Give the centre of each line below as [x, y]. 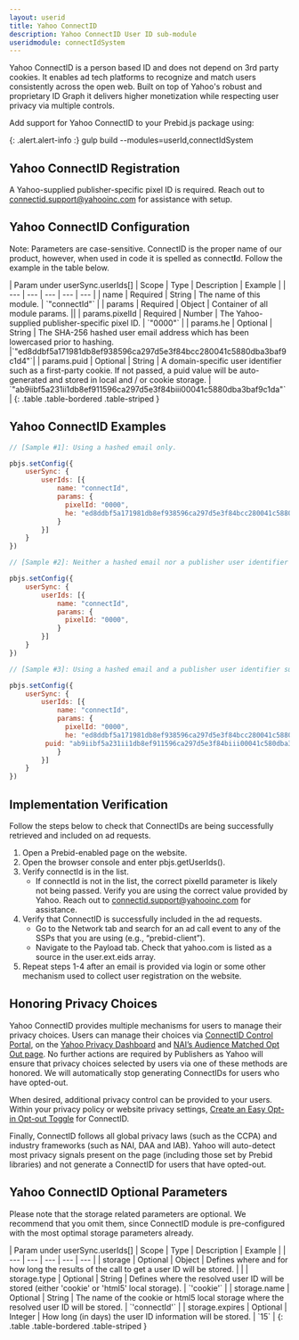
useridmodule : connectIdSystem [67, 42]
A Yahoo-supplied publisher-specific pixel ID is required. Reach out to [137, 190]
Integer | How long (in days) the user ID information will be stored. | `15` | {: [146, 1316]
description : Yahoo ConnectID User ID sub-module [103, 34]
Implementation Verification [89, 804]
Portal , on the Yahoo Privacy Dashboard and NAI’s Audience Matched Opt [145, 1044]
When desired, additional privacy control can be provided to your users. [141, 1099]
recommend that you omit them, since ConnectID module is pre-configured [147, 1223]
